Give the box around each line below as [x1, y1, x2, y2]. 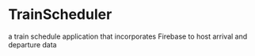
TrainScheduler [8, 6, 112, 24]
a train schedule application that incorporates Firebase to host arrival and [8, 32, 248, 41]
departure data [8, 39, 57, 49]
